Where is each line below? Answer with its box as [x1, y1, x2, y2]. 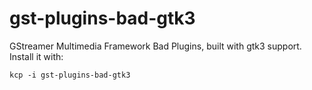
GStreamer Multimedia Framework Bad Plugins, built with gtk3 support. [9, 40, 302, 52]
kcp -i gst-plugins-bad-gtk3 [9, 70, 131, 80]
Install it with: [9, 50, 64, 62]
